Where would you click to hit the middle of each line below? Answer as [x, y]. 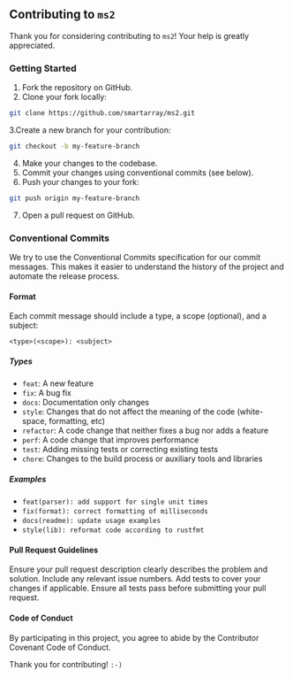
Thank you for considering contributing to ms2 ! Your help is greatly [129, 35]
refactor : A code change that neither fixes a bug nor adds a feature [145, 431]
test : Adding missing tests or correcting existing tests [120, 450]
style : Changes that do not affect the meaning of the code [128, 412]
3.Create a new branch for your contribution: [90, 130]
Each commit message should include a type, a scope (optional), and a [138, 316]
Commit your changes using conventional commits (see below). [138, 173]
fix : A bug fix [47, 393]
